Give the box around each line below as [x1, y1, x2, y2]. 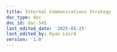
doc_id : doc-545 [6, 20, 47, 26]
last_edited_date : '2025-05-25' [6, 25, 87, 32]
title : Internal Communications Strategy [6, 8, 112, 15]
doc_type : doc [6, 14, 42, 20]
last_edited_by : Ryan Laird [6, 31, 77, 37]
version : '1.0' [6, 36, 44, 42]
